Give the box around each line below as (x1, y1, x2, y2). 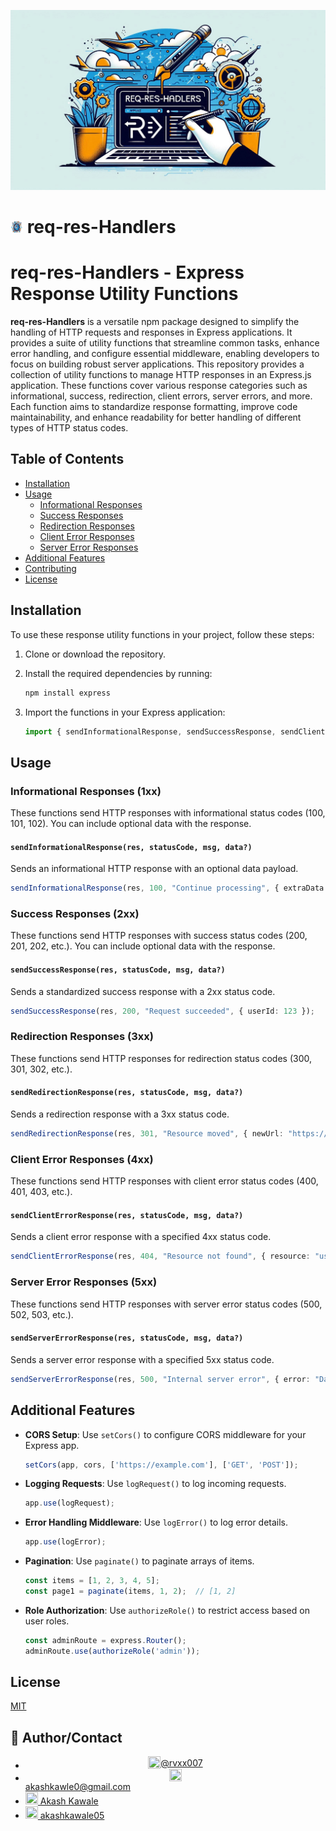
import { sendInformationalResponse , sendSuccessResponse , (24, 726, 277, 737)
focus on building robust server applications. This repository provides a (10, 358, 305, 370)
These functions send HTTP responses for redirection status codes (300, (10, 1052, 313, 1064)
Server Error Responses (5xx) (10, 1275, 158, 1289)
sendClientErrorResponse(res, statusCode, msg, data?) (10, 1210, 244, 1220)
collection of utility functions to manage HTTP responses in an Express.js (10, 369, 312, 381)
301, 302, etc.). (10, 1063, 73, 1075)
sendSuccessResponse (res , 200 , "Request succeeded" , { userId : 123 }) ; (10, 1006, 315, 1016)
